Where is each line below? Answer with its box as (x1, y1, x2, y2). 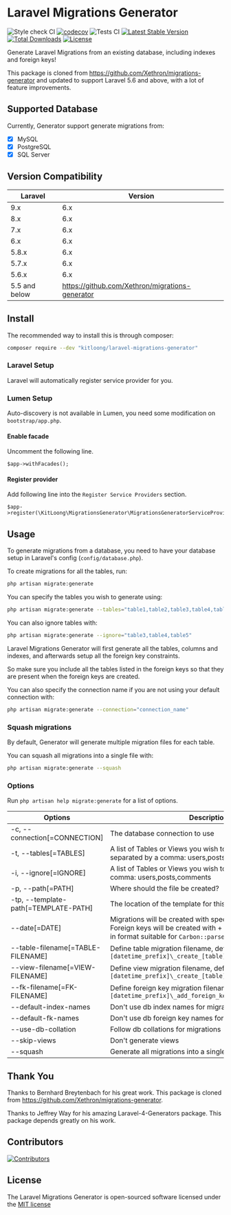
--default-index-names (10, 1002, 91, 1012)
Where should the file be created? (109, 884, 220, 893)
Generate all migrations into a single (109, 1047, 226, 1056)
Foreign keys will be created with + (109, 923, 223, 933)
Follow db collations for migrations (109, 1025, 221, 1034)
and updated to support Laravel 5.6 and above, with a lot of (36, 76, 204, 84)
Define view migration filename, (109, 963, 212, 973)
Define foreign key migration (109, 983, 202, 993)
